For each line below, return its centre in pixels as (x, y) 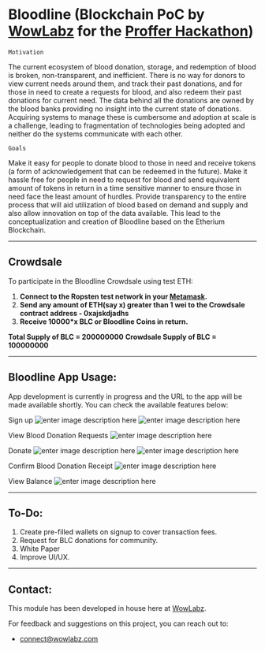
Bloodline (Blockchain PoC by (106, 15)
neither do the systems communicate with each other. (96, 134)
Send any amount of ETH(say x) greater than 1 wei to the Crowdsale (132, 304)
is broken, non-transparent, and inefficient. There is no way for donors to (127, 75)
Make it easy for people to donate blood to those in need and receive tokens (132, 162)
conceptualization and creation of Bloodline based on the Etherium (117, 221)
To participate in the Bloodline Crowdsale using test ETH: (101, 281)
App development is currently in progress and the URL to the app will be (125, 396)
